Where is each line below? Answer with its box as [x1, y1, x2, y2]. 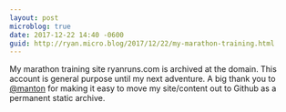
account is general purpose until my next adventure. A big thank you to [9, 74, 276, 85]
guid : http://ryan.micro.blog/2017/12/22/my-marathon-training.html [9, 38, 275, 48]
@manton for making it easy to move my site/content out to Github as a [9, 83, 277, 94]
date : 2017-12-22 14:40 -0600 [9, 30, 125, 39]
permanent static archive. [9, 93, 106, 104]
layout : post [9, 13, 59, 23]
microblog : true [9, 22, 71, 31]
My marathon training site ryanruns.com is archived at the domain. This [9, 64, 278, 75]
